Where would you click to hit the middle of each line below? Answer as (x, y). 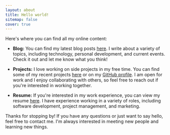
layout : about (20, 10)
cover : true (18, 24)
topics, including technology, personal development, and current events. (89, 54)
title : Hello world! (27, 15)
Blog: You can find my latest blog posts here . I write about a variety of (86, 48)
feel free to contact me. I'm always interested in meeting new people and (82, 121)
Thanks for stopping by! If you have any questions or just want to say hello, (84, 116)
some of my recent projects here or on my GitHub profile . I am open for (87, 75)
